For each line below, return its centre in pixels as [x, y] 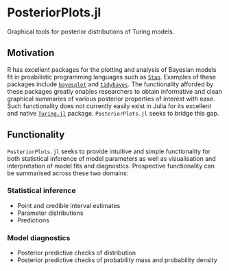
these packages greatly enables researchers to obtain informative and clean [115, 91]
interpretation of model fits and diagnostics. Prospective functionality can [111, 166]
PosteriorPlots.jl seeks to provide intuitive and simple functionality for [109, 151]
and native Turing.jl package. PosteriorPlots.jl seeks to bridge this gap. [113, 113]
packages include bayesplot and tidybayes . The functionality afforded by [110, 84]
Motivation [31, 53]
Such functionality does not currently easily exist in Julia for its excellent [109, 106]
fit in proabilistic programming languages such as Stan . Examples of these [111, 77]
